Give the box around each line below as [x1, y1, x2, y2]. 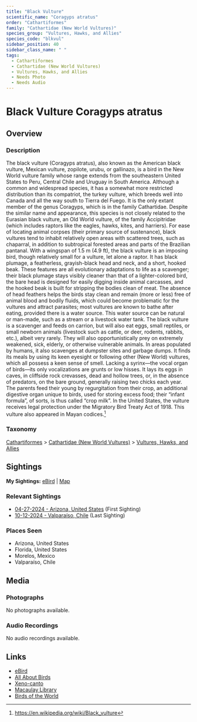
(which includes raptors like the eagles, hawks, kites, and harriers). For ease [6, 222, 191, 229]
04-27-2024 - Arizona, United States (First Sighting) [14, 505, 141, 513]
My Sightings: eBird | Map [6, 477, 70, 484]
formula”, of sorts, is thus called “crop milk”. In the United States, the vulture [6, 397, 189, 404]
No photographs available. [6, 607, 70, 614]
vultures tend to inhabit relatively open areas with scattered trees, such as [6, 234, 185, 241]
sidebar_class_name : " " [6, 47, 67, 53]
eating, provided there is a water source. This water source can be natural [6, 310, 185, 317]
